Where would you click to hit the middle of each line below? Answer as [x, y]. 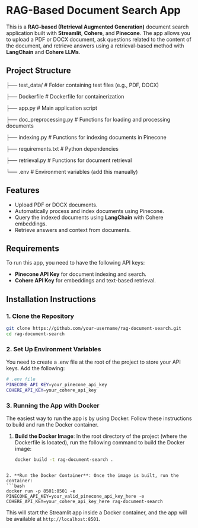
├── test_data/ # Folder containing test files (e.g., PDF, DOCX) [82, 85]
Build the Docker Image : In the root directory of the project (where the [101, 436]
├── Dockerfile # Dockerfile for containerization [65, 96]
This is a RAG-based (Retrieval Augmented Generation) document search [98, 27]
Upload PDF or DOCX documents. [56, 205]
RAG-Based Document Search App [93, 10]
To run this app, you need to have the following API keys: [76, 263]
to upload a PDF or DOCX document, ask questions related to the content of [99, 39]
